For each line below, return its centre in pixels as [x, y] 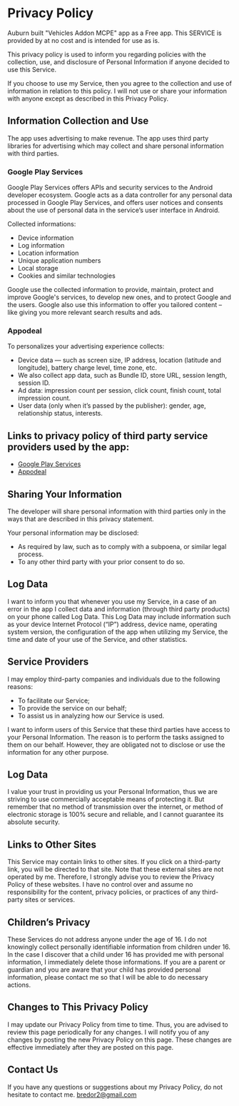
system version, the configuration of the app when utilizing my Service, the [118, 632]
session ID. [34, 383]
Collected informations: [42, 224]
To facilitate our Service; [54, 700]
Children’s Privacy [49, 922]
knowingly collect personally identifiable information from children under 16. [119, 947]
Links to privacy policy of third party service [108, 436]
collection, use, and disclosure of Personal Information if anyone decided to [118, 61]
